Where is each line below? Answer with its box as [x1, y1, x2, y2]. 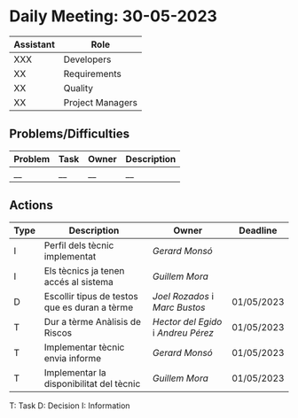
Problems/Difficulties [9, 127, 130, 142]
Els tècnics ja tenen [43, 264, 125, 276]
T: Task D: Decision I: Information [9, 400, 130, 411]
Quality [63, 81, 93, 94]
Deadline [239, 224, 278, 236]
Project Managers [63, 96, 137, 108]
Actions [9, 197, 53, 213]
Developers [63, 53, 112, 66]
